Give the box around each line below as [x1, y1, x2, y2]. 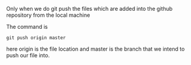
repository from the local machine [6, 11, 90, 19]
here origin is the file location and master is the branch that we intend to [6, 45, 185, 52]
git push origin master [6, 35, 66, 41]
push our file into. [6, 52, 50, 59]
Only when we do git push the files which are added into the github [6, 5, 173, 12]
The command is [6, 23, 48, 30]
